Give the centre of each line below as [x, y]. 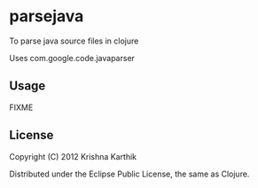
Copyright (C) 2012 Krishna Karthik [73, 156]
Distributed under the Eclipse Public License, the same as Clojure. [129, 174]
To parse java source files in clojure [74, 41]
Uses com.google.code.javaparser [72, 58]
